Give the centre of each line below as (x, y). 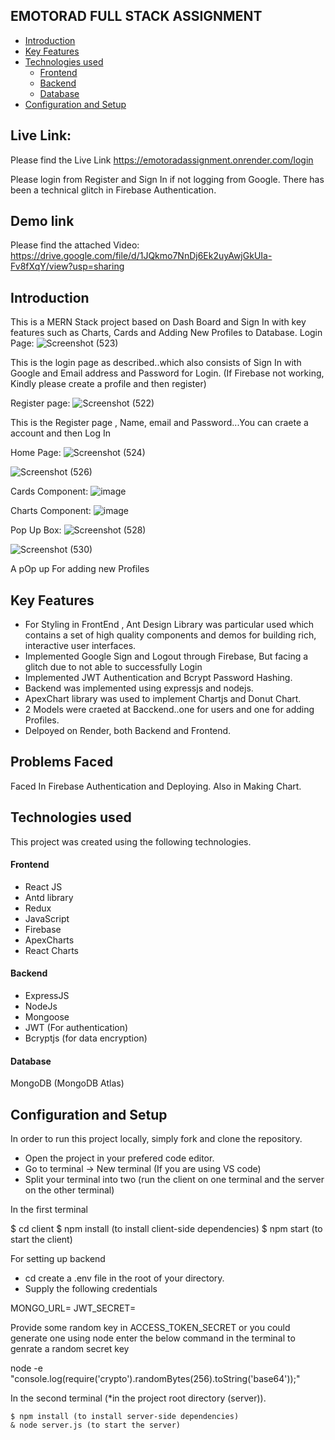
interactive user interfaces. (80, 646)
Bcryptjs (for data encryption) (86, 1038)
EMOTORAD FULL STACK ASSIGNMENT (136, 16)
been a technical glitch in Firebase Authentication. (113, 190)
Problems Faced (62, 762)
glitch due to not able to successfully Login (113, 667)
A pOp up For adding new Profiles (80, 569)
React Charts (51, 950)
